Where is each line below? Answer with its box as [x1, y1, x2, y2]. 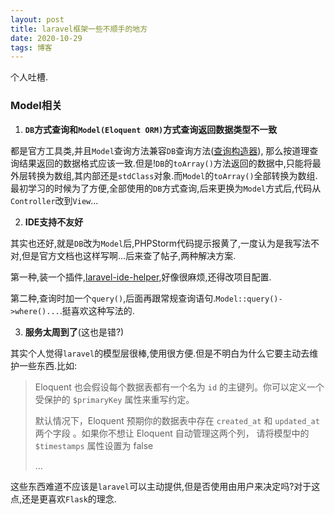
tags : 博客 [10, 42, 53, 53]
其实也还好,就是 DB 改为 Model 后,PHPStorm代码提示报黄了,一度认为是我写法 [10, 237, 312, 249]
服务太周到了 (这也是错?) [24, 326, 125, 338]
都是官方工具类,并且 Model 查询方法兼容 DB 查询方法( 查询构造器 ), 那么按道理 [10, 144, 310, 156]
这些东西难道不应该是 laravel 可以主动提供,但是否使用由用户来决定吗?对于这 [10, 480, 321, 492]
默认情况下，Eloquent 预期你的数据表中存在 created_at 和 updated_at [34, 414, 320, 426]
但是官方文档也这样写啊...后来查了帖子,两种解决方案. [21, 249, 237, 261]
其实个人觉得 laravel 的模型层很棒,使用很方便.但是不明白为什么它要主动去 [10, 347, 310, 359]
